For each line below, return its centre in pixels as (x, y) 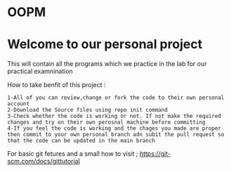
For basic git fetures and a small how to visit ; (73, 154)
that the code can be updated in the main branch (81, 141)
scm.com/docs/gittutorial (44, 161)
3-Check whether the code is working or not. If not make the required (114, 117)
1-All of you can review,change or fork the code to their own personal (116, 98)
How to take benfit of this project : (57, 85)
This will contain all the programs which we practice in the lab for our (107, 64)
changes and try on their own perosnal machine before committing (106, 123)
